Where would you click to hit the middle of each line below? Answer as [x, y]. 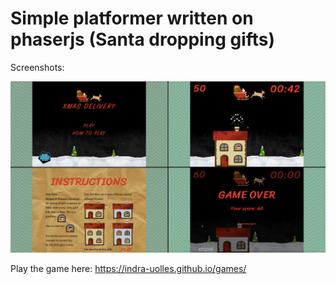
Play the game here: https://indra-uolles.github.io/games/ [128, 269]
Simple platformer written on [132, 18]
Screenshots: [37, 67]
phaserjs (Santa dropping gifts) [143, 39]
